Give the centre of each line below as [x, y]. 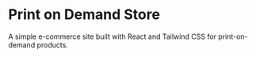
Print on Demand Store [84, 15]
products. [53, 44]
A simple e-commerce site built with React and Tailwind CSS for [112, 36]
